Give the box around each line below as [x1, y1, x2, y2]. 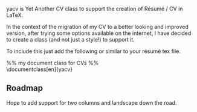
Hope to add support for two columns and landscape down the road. [6, 99, 177, 106]
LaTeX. [6, 11, 24, 19]
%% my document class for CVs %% [6, 60, 99, 66]
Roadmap [6, 83, 44, 93]
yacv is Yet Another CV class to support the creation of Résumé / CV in [6, 5, 183, 12]
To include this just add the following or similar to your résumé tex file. [6, 48, 181, 55]
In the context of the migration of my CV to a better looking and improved [6, 23, 189, 30]
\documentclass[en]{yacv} [6, 66, 73, 73]
